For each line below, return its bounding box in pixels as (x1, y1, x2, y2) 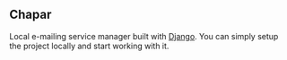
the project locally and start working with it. (9, 40, 170, 51)
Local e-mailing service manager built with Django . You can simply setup (9, 30, 279, 41)
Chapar (9, 7, 52, 22)
